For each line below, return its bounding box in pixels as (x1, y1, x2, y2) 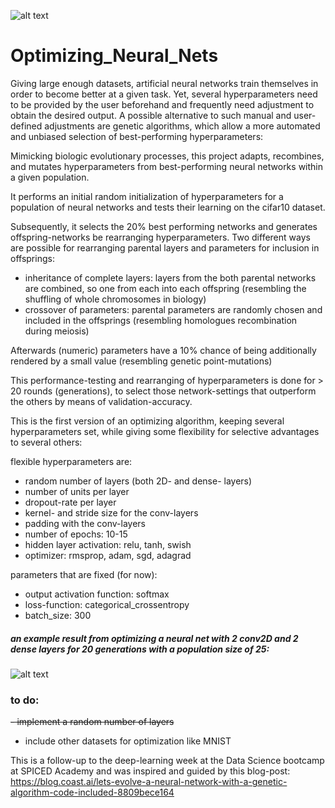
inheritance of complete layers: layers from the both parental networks (24, 271, 317, 284)
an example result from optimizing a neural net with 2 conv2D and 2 (10, 632, 299, 644)
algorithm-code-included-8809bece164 (10, 786, 175, 799)
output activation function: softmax (24, 588, 170, 600)
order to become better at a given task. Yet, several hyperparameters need (10, 88, 318, 100)
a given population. (10, 171, 90, 183)
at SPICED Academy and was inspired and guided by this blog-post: (10, 765, 291, 777)
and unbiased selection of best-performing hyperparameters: (10, 130, 264, 142)
